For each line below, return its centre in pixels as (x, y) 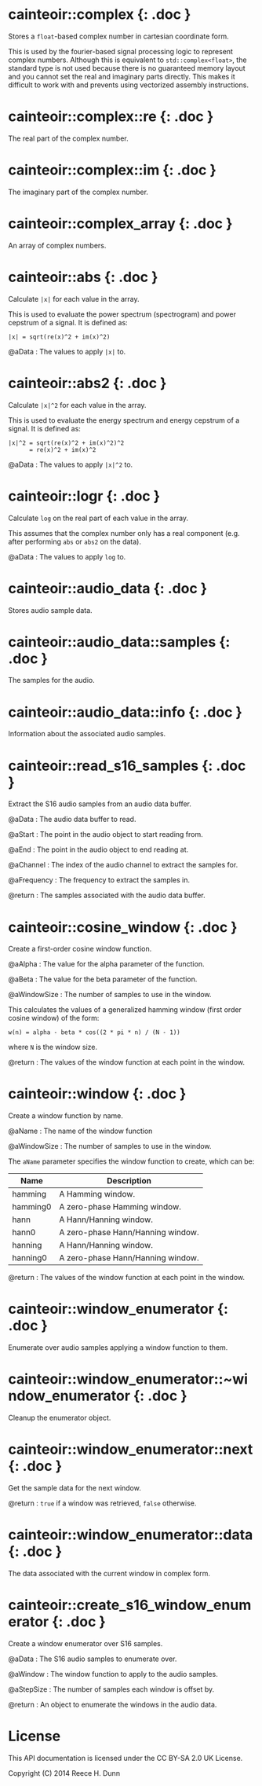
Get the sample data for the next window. (75, 1488)
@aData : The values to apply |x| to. (67, 351)
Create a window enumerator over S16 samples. (86, 1643)
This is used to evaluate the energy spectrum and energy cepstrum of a (124, 420)
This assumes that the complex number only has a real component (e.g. (124, 533)
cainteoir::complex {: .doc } (100, 15)
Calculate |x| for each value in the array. (74, 299)
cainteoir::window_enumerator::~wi (128, 1379)
